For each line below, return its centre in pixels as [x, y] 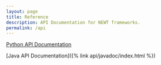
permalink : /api [26, 28]
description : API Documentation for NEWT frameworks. [73, 22]
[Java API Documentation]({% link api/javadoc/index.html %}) [81, 56]
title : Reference [27, 17]
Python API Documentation [39, 45]
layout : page [22, 11]
